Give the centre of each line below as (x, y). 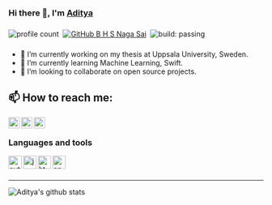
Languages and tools (51, 143)
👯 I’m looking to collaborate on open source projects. (108, 71)
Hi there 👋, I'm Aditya (51, 13)
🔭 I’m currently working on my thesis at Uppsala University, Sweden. (134, 54)
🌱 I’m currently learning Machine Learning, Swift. (102, 62)
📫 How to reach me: (61, 98)
